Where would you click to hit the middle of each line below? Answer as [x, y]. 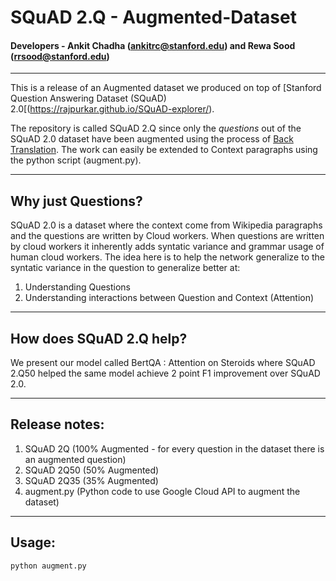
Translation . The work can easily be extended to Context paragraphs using [164, 150]
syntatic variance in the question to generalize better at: [125, 268]
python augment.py [48, 566]
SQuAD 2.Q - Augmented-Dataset [153, 17]
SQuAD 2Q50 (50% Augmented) [92, 470]
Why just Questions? [76, 201]
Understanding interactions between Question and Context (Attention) [169, 298]
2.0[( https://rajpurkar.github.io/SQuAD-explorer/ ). [112, 109]
